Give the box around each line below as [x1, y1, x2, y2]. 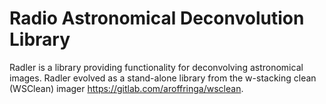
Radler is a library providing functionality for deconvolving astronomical [9, 61, 304, 73]
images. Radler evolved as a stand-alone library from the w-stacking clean [9, 72, 317, 84]
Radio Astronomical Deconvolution [9, 7, 305, 30]
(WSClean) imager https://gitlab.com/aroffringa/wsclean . [9, 82, 244, 94]
